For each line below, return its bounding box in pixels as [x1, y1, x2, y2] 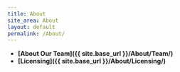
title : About [7, 10, 46, 18]
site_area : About [7, 17, 59, 24]
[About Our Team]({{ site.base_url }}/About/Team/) [17, 49, 174, 58]
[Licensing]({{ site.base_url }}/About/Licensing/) [17, 57, 166, 66]
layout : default [7, 23, 55, 30]
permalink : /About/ [7, 30, 65, 37]
